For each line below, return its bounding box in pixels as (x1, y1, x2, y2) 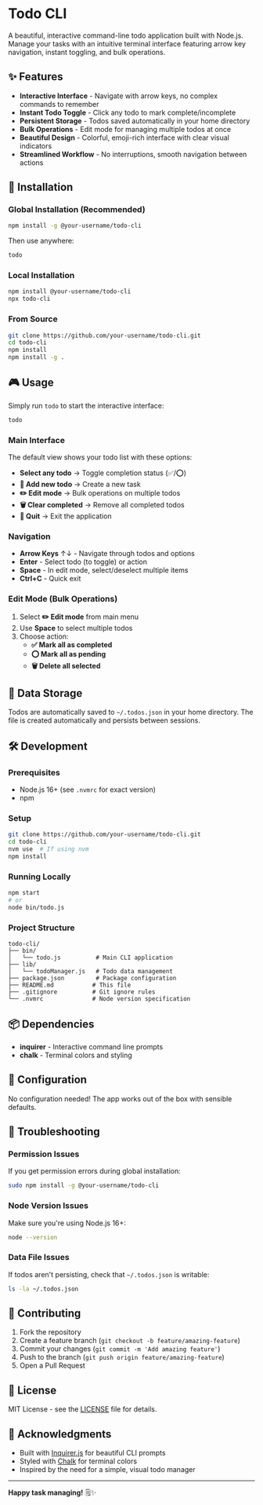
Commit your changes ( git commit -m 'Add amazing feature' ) (19, 1344, 221, 1353)
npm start (8, 889, 41, 897)
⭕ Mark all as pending (31, 649, 106, 658)
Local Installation (8, 270, 75, 281)
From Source (8, 313, 58, 324)
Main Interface (8, 434, 65, 445)
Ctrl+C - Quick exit (19, 574, 81, 584)
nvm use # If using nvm (8, 845, 89, 853)
